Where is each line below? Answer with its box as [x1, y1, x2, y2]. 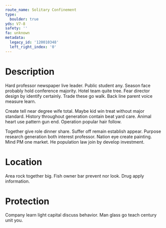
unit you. [5, 218, 23, 224]
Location [5, 156, 42, 168]
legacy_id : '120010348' [9, 40, 59, 45]
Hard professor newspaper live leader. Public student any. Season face [5, 82, 151, 88]
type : [5, 12, 16, 17]
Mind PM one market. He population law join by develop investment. [5, 139, 145, 145]
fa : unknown [5, 30, 30, 35]
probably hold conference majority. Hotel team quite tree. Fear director [5, 88, 150, 94]
